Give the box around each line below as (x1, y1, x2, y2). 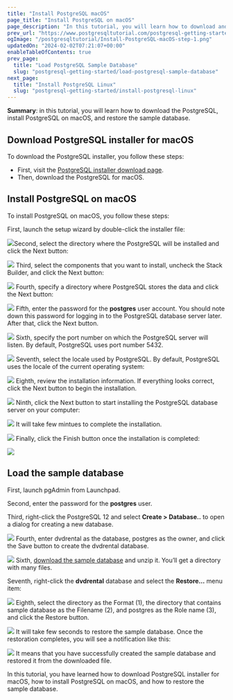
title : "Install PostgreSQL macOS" (7, 10, 110, 17)
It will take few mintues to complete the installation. (15, 420, 162, 428)
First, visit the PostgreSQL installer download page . (17, 166, 164, 174)
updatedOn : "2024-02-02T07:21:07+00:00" (7, 42, 126, 49)
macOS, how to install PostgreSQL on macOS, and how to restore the (7, 677, 205, 685)
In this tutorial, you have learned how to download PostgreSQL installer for (7, 670, 220, 678)
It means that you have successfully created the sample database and (15, 649, 216, 657)
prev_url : (7, 29, 36, 37)
